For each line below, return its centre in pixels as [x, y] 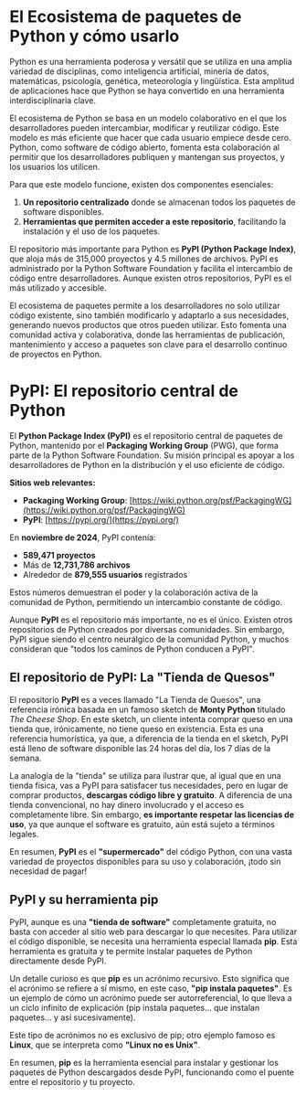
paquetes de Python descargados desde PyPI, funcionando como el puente [152, 1072]
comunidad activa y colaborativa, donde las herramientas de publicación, [148, 335]
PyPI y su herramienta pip [84, 900]
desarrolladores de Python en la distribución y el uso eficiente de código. [147, 464]
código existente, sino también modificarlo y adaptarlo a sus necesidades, [149, 315]
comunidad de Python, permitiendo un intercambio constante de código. [146, 601]
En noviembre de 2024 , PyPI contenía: [83, 537]
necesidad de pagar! [48, 871]
